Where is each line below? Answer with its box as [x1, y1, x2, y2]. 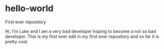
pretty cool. [5, 38, 28, 44]
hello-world [5, 3, 54, 14]
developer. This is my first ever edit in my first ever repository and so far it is [5, 33, 160, 39]
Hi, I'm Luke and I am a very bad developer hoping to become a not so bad [5, 28, 156, 34]
